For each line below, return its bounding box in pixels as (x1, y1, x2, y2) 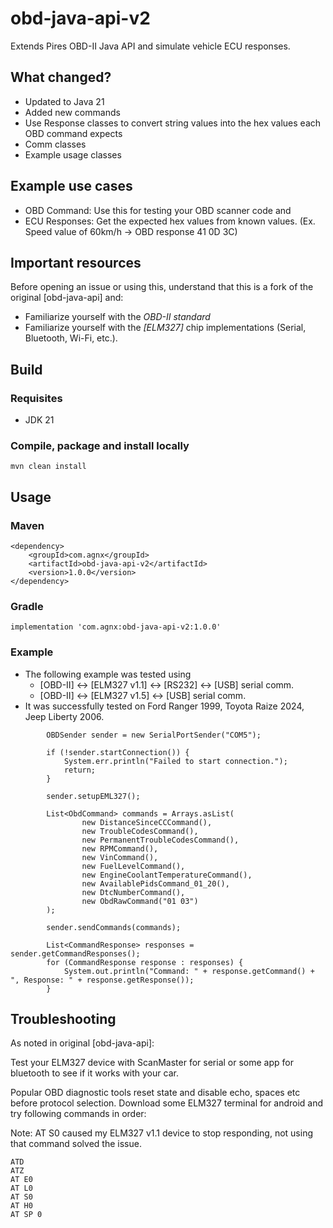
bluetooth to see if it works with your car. (10, 1067, 179, 1079)
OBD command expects (24, 127, 123, 139)
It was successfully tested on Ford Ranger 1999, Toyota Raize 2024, (24, 700, 305, 712)
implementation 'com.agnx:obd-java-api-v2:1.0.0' (10, 622, 222, 632)
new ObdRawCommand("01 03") (81, 896, 199, 906)
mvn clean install (10, 462, 87, 472)
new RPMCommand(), (81, 843, 159, 854)
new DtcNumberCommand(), (81, 887, 186, 897)
